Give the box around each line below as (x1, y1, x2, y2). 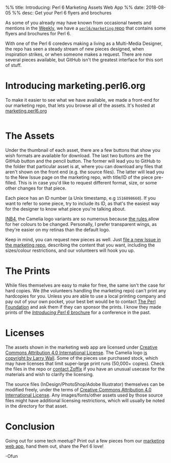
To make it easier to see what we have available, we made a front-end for (5, 97, 160, 103)
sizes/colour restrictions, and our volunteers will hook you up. (5, 247, 135, 253)
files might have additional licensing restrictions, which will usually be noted (5, 397, 165, 403)
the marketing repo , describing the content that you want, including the (5, 242, 155, 248)
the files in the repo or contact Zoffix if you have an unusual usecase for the (5, 365, 165, 372)
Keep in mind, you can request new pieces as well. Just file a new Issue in (5, 236, 161, 242)
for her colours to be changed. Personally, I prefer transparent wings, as (5, 221, 157, 227)
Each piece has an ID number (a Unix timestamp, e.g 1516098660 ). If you (5, 195, 156, 201)
